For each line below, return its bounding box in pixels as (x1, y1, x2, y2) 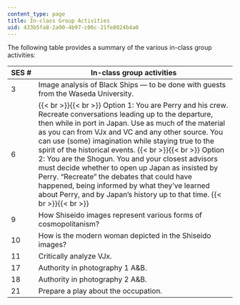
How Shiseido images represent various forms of (38, 210, 202, 220)
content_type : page (7, 10, 66, 18)
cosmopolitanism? (38, 219, 100, 229)
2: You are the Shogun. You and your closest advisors (38, 154, 218, 164)
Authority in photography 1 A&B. (38, 263, 148, 273)
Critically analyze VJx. (38, 251, 112, 261)
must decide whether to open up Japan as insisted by (38, 163, 219, 173)
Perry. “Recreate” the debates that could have (38, 172, 193, 182)
